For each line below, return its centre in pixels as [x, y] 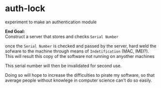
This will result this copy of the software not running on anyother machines [80, 56]
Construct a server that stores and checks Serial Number [62, 36]
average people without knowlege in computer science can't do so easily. [79, 80]
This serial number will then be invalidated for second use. [64, 66]
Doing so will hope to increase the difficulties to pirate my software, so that [80, 75]
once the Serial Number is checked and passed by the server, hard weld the [81, 46]
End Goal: [15, 31]
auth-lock [25, 9]
